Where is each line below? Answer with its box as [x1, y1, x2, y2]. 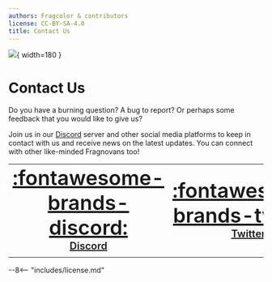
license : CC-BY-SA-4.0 [8, 19, 85, 28]
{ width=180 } [16, 50, 62, 60]
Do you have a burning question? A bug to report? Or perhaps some [8, 105, 235, 115]
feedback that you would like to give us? [8, 114, 143, 124]
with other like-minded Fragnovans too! [8, 147, 140, 156]
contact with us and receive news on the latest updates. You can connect [8, 139, 253, 148]
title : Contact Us [8, 27, 70, 35]
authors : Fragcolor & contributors [8, 11, 129, 20]
